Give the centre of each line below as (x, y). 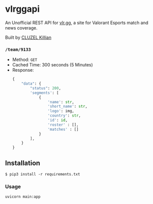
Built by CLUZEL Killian (28, 37)
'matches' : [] (63, 129)
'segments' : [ (45, 93)
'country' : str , (64, 116)
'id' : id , (58, 120)
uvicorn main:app (23, 197)
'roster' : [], (63, 125)
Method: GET (25, 59)
